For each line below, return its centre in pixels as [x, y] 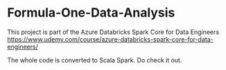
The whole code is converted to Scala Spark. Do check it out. [95, 60]
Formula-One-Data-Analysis [91, 13]
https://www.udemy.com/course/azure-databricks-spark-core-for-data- [110, 39]
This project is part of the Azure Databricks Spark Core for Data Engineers [113, 32]
